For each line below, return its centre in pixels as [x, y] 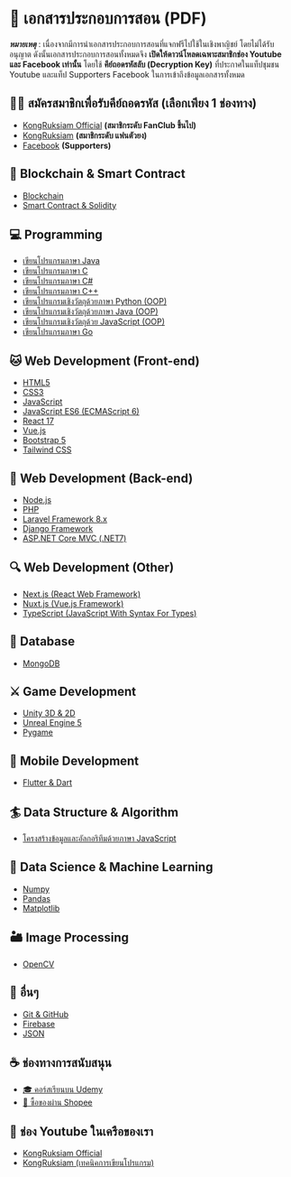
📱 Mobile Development [74, 760]
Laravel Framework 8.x [65, 519]
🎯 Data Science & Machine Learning [111, 867]
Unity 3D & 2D [49, 713]
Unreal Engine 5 [52, 723]
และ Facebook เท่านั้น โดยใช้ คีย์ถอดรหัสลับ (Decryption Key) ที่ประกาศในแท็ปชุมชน [144, 64]
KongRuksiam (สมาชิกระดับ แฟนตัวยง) [85, 135]
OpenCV [38, 964]
